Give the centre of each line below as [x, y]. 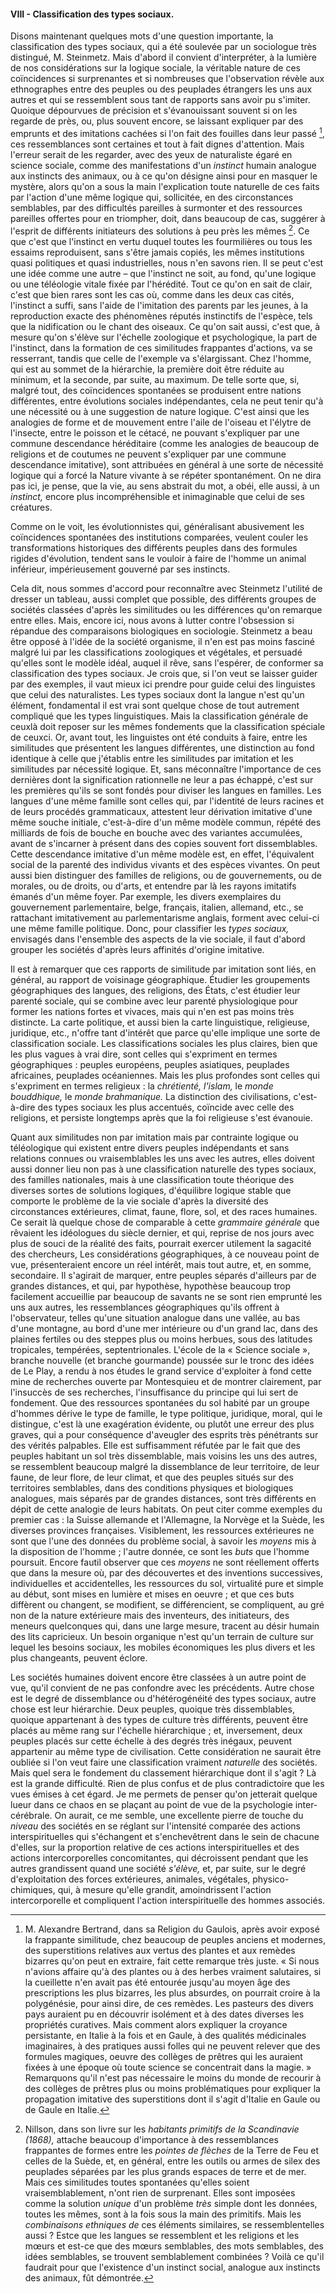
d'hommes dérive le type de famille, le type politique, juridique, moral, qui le [166, 1413]
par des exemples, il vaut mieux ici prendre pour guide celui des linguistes [163, 684]
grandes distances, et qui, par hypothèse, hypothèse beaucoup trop [151, 1286]
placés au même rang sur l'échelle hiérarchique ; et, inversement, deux [156, 1730]
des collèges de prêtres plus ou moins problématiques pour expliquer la [172, 2088]
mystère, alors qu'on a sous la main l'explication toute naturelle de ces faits [165, 186]
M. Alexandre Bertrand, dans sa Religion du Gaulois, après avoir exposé [172, 1929]
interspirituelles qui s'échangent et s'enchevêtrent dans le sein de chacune [165, 1836]
